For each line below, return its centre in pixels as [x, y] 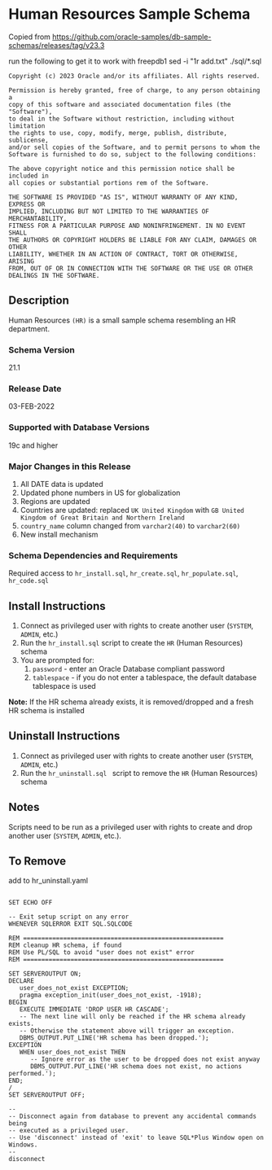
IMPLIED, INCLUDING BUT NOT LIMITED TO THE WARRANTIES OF [109, 211]
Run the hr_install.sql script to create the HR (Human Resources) [132, 643]
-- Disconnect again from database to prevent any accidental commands [132, 1116]
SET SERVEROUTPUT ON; [45, 974]
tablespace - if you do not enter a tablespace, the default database [145, 677]
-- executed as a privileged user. [69, 1131]
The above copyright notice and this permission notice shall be [121, 169]
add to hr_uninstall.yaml [48, 881]
